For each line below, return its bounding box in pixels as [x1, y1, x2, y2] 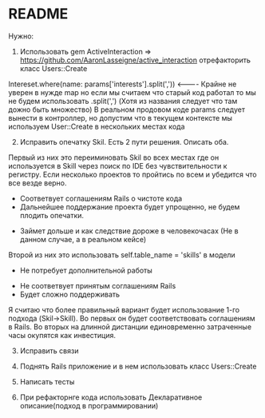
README [8, 5, 69, 23]
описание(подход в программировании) [19, 400, 159, 410]
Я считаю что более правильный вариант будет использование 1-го [8, 305, 240, 314]
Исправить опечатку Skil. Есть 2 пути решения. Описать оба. [19, 137, 229, 146]
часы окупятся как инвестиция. [8, 330, 117, 340]
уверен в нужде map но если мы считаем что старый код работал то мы [8, 87, 257, 97]
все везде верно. [8, 177, 67, 188]
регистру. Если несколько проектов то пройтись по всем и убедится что [8, 169, 257, 179]
